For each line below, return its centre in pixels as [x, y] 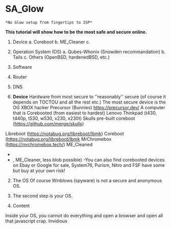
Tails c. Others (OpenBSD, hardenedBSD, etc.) [61, 57]
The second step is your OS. [43, 196]
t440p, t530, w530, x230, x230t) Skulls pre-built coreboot [74, 118]
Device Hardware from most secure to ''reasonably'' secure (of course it [89, 96]
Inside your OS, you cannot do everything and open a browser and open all [84, 215]
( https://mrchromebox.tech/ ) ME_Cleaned [49, 144]
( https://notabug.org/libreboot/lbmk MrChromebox [58, 139]
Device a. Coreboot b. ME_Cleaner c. [51, 42]
